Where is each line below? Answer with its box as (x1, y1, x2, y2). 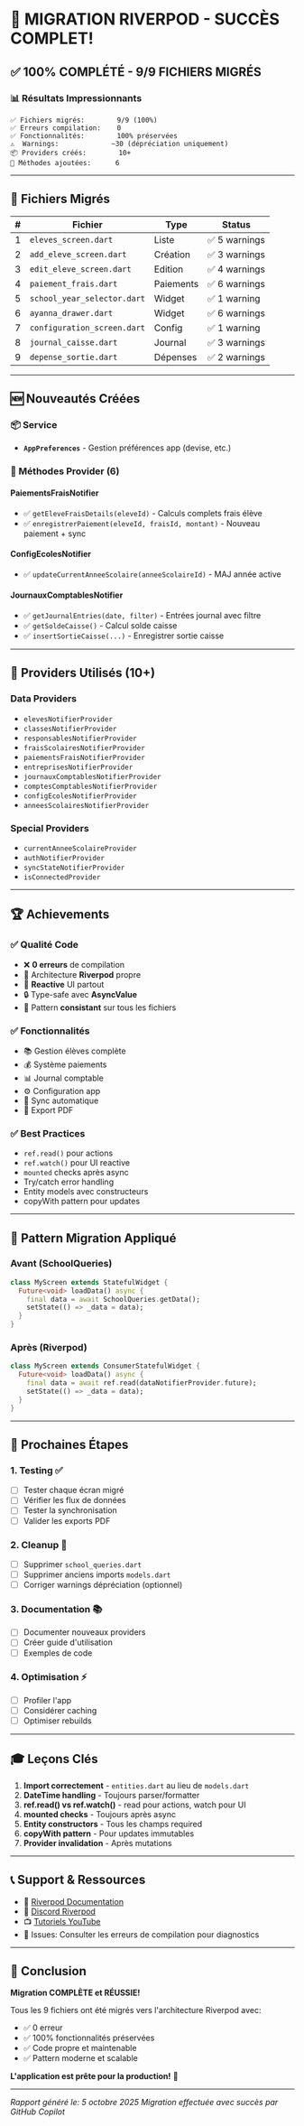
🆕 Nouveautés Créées (10, 391, 141, 406)
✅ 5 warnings (207, 233, 265, 246)
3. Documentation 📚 (10, 1603, 103, 1615)
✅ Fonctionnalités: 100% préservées (10, 131, 179, 140)
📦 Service (10, 419, 58, 431)
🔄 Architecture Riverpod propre (23, 969, 142, 979)
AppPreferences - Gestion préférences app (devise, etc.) (23, 442, 232, 453)
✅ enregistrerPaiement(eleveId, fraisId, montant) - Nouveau (23, 517, 261, 528)
